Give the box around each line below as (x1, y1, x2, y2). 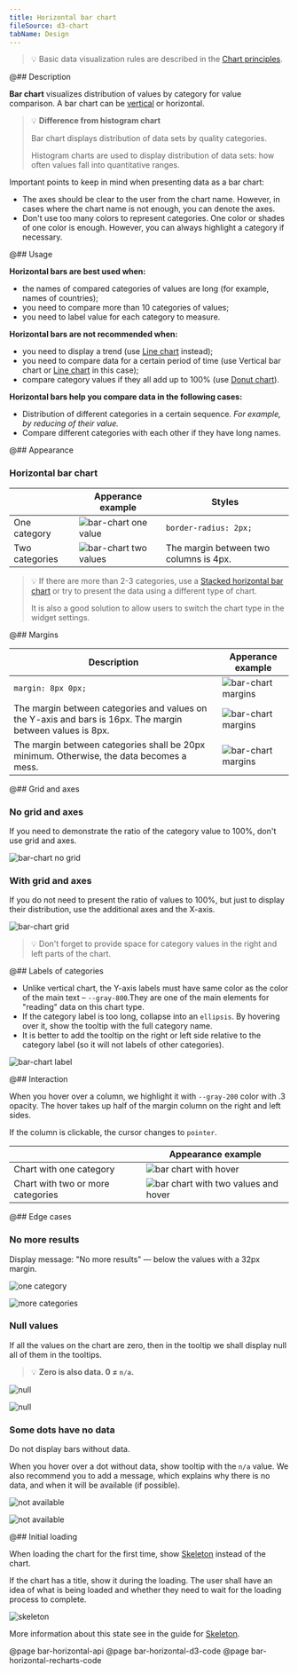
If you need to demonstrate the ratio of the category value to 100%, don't (9, 825, 277, 836)
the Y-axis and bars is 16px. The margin (13, 713, 183, 725)
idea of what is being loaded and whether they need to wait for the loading (9, 1585, 282, 1596)
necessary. (21, 232, 63, 242)
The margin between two (165, 541, 271, 554)
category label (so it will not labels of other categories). (21, 1039, 224, 1050)
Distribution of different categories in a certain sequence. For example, (21, 409, 281, 420)
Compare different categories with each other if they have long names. (21, 428, 281, 438)
